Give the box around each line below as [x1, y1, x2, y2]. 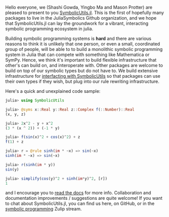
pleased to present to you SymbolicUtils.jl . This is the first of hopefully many [5, 10, 164, 16]
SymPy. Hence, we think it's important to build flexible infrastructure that [5, 57, 157, 63]
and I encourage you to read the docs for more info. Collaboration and [5, 190, 151, 196]
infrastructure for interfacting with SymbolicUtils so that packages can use [5, 73, 161, 79]
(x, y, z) [5, 112, 26, 117]
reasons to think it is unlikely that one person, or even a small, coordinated [5, 41, 160, 47]
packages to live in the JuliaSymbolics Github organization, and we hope [5, 15, 157, 21]
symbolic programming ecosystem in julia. [5, 26, 94, 32]
